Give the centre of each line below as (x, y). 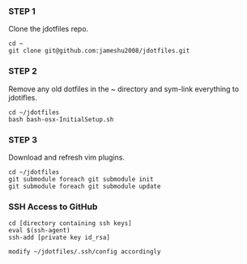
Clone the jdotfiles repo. (49, 29)
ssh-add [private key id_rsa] (60, 238)
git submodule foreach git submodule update (85, 186)
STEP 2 (23, 71)
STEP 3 (23, 139)
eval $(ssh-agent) (39, 231)
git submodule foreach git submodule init (81, 179)
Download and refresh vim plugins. (67, 157)
